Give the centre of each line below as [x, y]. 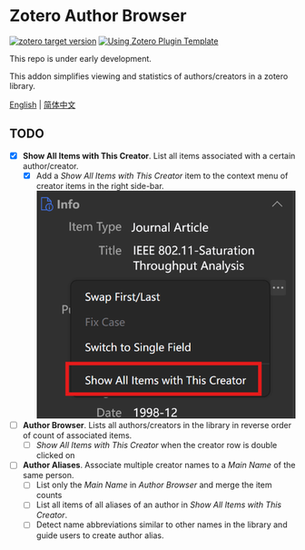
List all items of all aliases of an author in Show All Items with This [159, 505]
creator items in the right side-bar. [100, 185]
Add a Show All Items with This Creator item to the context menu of [162, 175]
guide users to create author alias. [100, 535]
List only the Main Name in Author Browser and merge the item [154, 485]
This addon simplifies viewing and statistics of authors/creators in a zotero [149, 76]
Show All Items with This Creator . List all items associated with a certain [159, 155]
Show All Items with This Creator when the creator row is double [157, 445]
